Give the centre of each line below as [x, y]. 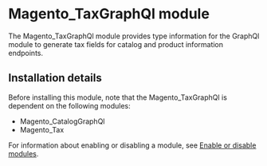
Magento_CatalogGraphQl [62, 121]
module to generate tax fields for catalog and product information [116, 44]
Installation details [55, 78]
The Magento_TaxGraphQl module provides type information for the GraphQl [134, 36]
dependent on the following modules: [70, 105]
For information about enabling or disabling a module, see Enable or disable [132, 145]
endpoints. [26, 53]
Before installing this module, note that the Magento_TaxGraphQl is [118, 97]
